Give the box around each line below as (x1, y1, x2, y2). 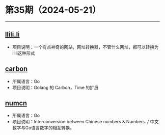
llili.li (5, 30, 20, 39)
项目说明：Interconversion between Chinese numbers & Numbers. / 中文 (12, 119, 159, 125)
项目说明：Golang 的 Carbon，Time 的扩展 (12, 84, 99, 90)
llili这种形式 (12, 50, 35, 56)
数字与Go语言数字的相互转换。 (12, 125, 75, 131)
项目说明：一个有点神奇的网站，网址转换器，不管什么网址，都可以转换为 (12, 44, 159, 50)
